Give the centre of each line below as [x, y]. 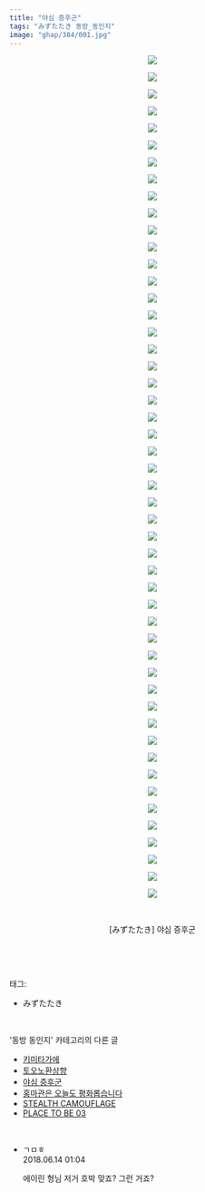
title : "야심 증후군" [45, 18]
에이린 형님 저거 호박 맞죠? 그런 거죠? [88, 1178]
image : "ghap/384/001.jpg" [60, 34]
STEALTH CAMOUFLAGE [69, 1104]
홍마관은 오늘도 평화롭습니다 [73, 1093]
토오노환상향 [45, 1070]
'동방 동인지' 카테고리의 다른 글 [64, 1041]
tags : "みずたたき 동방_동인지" [62, 26]
